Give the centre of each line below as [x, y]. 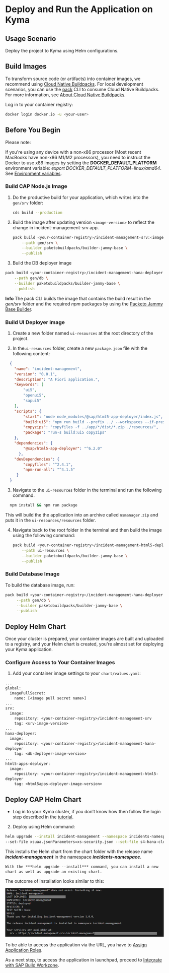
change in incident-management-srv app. [56, 227]
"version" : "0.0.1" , [36, 374]
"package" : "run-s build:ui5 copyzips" [65, 433]
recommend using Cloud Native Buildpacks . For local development [74, 84]
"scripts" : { [28, 411]
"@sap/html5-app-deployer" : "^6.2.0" [63, 448]
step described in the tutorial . [43, 817]
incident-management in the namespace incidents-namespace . [73, 857]
